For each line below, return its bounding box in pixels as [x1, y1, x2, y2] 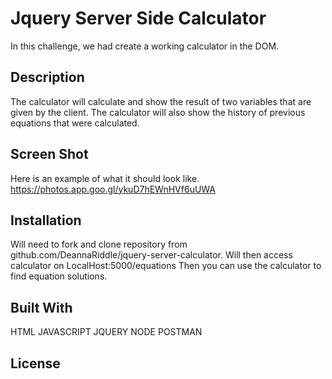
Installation [10, 212, 82, 229]
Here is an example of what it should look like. [10, 172, 200, 184]
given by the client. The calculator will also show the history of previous [10, 106, 306, 118]
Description [10, 69, 85, 86]
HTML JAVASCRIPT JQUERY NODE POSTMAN [10, 326, 203, 338]
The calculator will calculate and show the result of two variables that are [10, 95, 312, 107]
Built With [10, 299, 73, 316]
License [10, 355, 61, 372]
